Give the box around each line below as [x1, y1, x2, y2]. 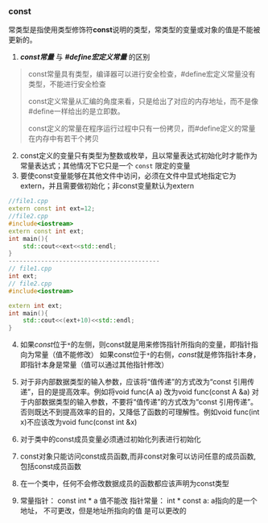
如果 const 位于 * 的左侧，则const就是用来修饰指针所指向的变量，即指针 [19, 340, 252, 350]
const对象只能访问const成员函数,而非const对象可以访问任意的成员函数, [19, 451, 256, 461]
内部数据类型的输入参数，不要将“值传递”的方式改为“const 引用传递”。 [27, 397, 258, 407]
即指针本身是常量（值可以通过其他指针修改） [19, 360, 169, 370]
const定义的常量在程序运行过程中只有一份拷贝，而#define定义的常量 [27, 123, 256, 134]
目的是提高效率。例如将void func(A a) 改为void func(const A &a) [37, 387, 250, 396]
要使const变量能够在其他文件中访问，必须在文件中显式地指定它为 [19, 171, 237, 181]
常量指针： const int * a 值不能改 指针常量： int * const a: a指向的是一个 [19, 496, 258, 505]
